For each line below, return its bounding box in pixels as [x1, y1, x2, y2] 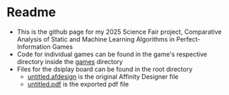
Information [16, 42, 51, 51]
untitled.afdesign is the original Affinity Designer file [27, 72, 179, 81]
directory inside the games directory [16, 57, 123, 65]
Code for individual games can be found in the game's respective [16, 50, 208, 58]
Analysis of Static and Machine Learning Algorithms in [16, 34, 175, 43]
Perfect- [176, 34, 201, 43]
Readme [6, 4, 57, 20]
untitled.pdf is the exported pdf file [27, 80, 129, 88]
